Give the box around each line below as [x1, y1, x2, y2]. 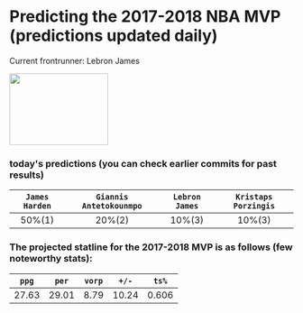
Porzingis [233, 201, 275, 211]
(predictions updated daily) [9, 25, 218, 46]
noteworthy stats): [9, 253, 93, 265]
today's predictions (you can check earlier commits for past [9, 157, 277, 170]
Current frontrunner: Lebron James [9, 55, 140, 66]
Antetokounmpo [81, 201, 142, 211]
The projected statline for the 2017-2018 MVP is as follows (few [9, 241, 293, 253]
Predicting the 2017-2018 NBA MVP [9, 6, 281, 27]
